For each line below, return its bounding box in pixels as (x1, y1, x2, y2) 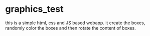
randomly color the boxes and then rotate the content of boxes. (5, 25, 136, 31)
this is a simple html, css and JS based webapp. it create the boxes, (5, 20, 145, 26)
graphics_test (5, 3, 64, 15)
